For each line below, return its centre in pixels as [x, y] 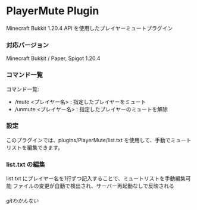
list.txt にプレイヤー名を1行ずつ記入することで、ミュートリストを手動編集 [96, 178]
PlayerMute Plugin [53, 11]
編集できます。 [45, 148]
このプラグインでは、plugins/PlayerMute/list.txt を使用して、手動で [88, 140]
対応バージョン [28, 45]
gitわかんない [22, 200]
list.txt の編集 [26, 164]
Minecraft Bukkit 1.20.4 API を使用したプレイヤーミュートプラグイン [90, 28]
